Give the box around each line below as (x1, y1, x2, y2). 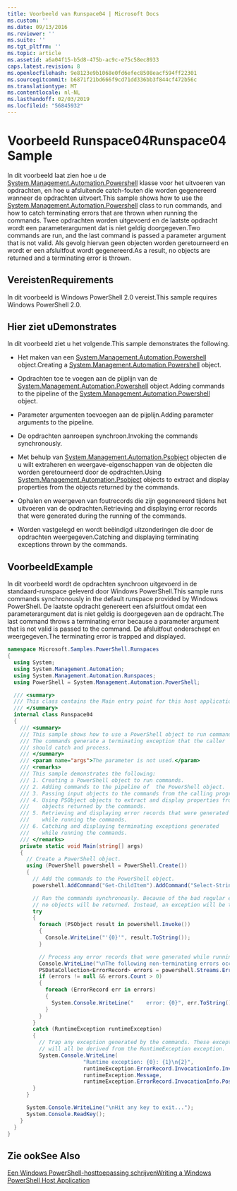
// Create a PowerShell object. (25, 855, 121, 863)
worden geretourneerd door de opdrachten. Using (17, 468, 162, 477)
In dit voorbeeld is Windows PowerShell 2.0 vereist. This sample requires (7, 292, 217, 301)
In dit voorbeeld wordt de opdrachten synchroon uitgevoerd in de (7, 580, 197, 588)
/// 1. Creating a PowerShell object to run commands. (20, 776, 185, 784)
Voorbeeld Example (7, 561, 93, 573)
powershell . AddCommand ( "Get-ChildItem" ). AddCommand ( (32, 882, 191, 889)
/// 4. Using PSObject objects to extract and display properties (20, 796, 219, 804)
